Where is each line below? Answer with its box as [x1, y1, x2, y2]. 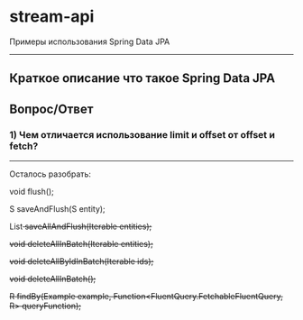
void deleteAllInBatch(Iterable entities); [9, 239, 153, 250]
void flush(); [9, 187, 54, 197]
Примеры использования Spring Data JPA [9, 36, 170, 47]
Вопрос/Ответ [9, 101, 94, 116]
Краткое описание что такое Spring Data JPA [9, 70, 276, 87]
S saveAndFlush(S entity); [9, 204, 106, 215]
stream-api [9, 6, 95, 27]
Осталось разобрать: [9, 169, 92, 179]
